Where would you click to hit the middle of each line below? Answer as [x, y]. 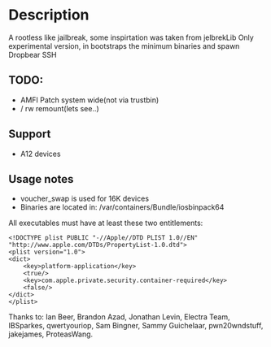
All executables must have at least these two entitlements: [106, 223]
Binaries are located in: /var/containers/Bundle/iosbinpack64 [122, 207]
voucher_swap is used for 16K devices [84, 199]
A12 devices [40, 154]
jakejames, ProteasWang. [51, 334]
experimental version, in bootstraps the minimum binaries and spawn [124, 46]
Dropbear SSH [33, 54]
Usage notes [41, 179]
